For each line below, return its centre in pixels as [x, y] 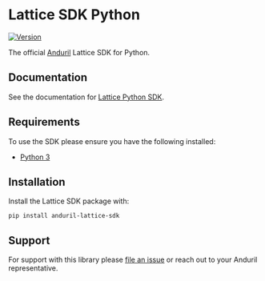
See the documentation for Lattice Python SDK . [86, 97]
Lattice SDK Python [74, 15]
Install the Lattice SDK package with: [69, 201]
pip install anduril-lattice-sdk [64, 216]
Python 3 [35, 157]
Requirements [44, 122]
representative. [33, 268]
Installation [37, 182]
